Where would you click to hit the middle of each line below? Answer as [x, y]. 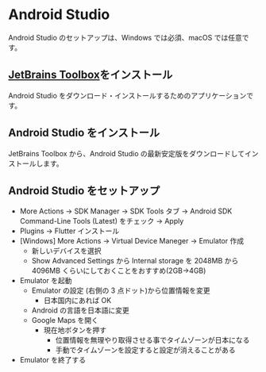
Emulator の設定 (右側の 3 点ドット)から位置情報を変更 [121, 290]
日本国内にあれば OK [77, 301]
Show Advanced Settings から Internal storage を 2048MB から [135, 261]
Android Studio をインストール [84, 133]
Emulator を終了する [53, 360]
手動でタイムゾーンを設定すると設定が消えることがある [145, 350]
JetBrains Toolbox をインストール [91, 75]
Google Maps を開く [65, 320]
